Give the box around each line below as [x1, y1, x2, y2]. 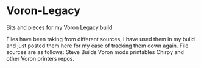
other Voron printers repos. [6, 55, 75, 62]
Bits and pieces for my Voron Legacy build [6, 24, 113, 31]
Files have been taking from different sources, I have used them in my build [6, 35, 196, 42]
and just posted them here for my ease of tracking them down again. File [6, 42, 189, 49]
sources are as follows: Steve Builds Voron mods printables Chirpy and [6, 48, 185, 55]
